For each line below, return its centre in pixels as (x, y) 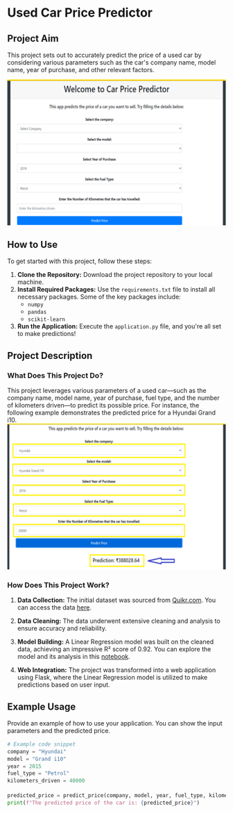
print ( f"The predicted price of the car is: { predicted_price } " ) (103, 803)
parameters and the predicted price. (59, 730)
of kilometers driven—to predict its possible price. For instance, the (103, 405)
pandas (37, 312)
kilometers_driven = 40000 (46, 781)
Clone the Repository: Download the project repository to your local (115, 275)
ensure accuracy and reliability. (62, 628)
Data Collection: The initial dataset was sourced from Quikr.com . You (116, 600)
